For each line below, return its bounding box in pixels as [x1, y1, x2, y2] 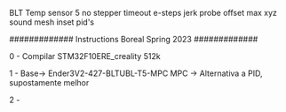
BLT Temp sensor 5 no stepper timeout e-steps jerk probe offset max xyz [9, 8, 278, 18]
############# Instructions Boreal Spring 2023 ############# [9, 34, 258, 44]
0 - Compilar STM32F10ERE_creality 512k [9, 51, 162, 61]
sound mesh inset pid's [9, 17, 95, 27]
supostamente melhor [9, 78, 90, 87]
